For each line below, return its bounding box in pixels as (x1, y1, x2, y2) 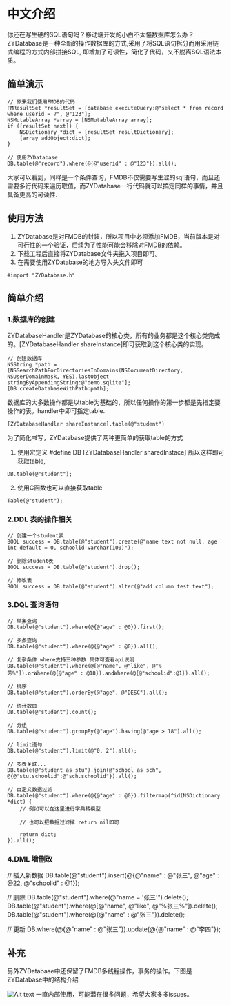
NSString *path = (7, 361, 57, 368)
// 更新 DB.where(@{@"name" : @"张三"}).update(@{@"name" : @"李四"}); (7, 925, 221, 933)
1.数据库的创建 (7, 315, 55, 324)
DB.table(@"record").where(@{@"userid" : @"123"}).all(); (7, 160, 177, 167)
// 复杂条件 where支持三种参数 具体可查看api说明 (7, 656, 135, 663)
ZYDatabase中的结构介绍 (7, 975, 79, 984)
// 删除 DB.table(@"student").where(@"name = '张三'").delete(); (7, 893, 188, 902)
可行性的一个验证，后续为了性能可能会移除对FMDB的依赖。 (17, 241, 186, 249)
